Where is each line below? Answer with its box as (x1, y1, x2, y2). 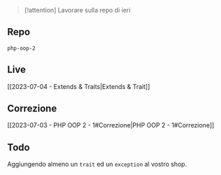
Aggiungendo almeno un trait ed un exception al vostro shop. (7, 160, 187, 169)
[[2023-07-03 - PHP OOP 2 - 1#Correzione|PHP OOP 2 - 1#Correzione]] (7, 121, 215, 129)
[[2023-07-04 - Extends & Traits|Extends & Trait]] (7, 82, 151, 90)
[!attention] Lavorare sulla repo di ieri (24, 6, 131, 14)
